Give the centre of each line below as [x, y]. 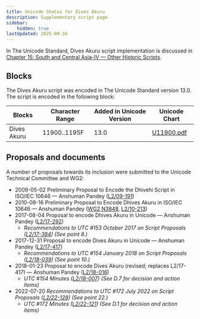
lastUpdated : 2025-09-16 [37, 34]
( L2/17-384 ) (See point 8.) [56, 234]
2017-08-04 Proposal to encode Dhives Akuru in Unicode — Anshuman [102, 215]
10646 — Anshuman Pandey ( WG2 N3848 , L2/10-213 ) [81, 209]
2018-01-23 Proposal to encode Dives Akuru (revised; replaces [92, 265]
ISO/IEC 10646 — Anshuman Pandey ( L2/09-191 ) [75, 196]
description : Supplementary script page [57, 17]
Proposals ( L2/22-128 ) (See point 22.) [61, 297]
